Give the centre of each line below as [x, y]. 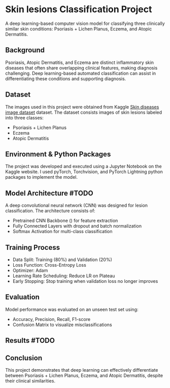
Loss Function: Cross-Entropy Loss [49, 265]
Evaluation [22, 297]
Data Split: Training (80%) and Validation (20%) [62, 260]
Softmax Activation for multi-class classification [62, 232]
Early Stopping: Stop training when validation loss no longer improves [85, 281]
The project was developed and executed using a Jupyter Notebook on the [84, 167]
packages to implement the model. [41, 177]
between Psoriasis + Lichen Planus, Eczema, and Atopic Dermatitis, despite [84, 376]
